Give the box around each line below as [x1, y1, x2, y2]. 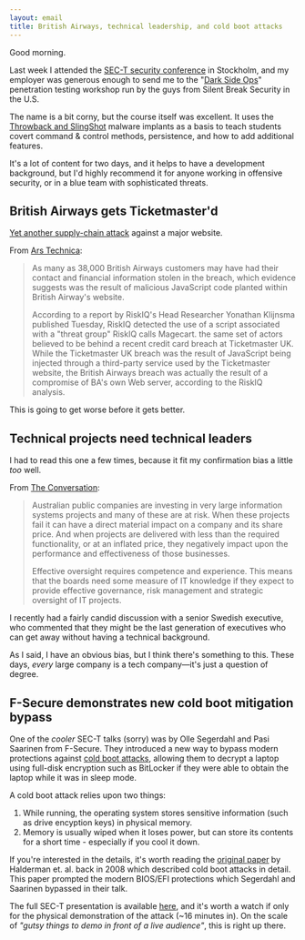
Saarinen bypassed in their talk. [9, 883, 128, 894]
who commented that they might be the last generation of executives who [9, 622, 287, 633]
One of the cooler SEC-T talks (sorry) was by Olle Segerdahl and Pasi [9, 733, 270, 744]
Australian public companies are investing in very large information [31, 500, 283, 510]
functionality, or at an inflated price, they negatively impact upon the [31, 539, 289, 550]
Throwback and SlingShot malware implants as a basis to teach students [9, 120, 282, 132]
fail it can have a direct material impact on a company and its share [31, 520, 284, 531]
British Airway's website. [31, 292, 125, 303]
